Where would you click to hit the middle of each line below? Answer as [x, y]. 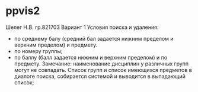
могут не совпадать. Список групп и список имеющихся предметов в [103, 70]
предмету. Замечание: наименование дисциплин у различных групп [101, 64]
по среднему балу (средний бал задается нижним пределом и [94, 38]
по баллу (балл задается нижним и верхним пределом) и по [91, 57]
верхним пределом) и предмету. [56, 45]
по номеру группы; [38, 51]
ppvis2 [23, 11]
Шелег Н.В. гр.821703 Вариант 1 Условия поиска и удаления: [82, 27]
